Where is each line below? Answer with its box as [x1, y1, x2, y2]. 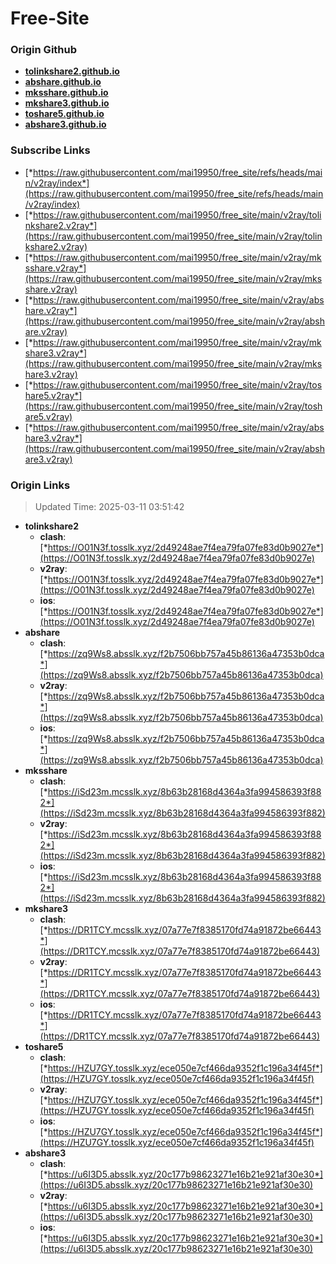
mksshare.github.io [24, 87, 109, 99]
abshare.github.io [24, 76, 102, 88]
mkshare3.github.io [24, 97, 110, 109]
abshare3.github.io [24, 118, 107, 131]
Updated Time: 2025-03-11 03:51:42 [34, 501, 185, 513]
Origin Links [10, 478, 71, 492]
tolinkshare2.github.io [24, 65, 120, 77]
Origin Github [10, 43, 78, 57]
